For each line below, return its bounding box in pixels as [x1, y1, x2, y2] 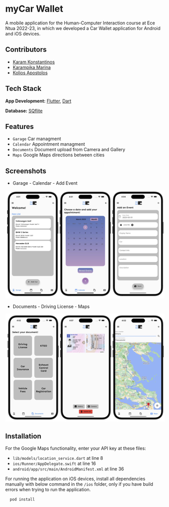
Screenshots [5, 166, 47, 175]
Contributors [5, 45, 47, 54]
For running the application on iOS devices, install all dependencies [5, 476, 146, 482]
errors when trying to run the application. [5, 487, 91, 493]
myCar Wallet [5, 3, 63, 15]
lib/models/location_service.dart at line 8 [12, 455, 104, 461]
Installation [5, 432, 41, 441]
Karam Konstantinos [12, 59, 55, 65]
